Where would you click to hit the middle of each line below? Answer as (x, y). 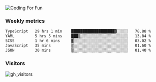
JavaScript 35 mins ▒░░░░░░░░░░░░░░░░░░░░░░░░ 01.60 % (78, 46)
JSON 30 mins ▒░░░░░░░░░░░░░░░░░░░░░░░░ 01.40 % (78, 50)
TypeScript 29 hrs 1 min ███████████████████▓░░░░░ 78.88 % (78, 31)
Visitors (15, 63)
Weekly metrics (25, 21)
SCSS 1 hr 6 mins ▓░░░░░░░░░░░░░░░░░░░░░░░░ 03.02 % (78, 41)
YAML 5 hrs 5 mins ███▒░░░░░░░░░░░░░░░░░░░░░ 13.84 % (78, 36)
